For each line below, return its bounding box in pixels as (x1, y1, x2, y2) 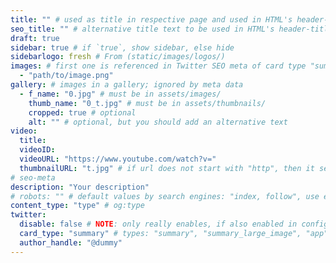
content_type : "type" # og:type (10, 201, 145, 211)
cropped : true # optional (28, 107, 137, 118)
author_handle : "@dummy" (19, 237, 123, 248)
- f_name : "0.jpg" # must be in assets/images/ (19, 89, 222, 99)
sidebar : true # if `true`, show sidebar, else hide (10, 42, 235, 53)
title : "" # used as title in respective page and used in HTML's (10, 14, 293, 25)
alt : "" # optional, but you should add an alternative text (28, 117, 288, 127)
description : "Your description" (10, 182, 150, 192)
